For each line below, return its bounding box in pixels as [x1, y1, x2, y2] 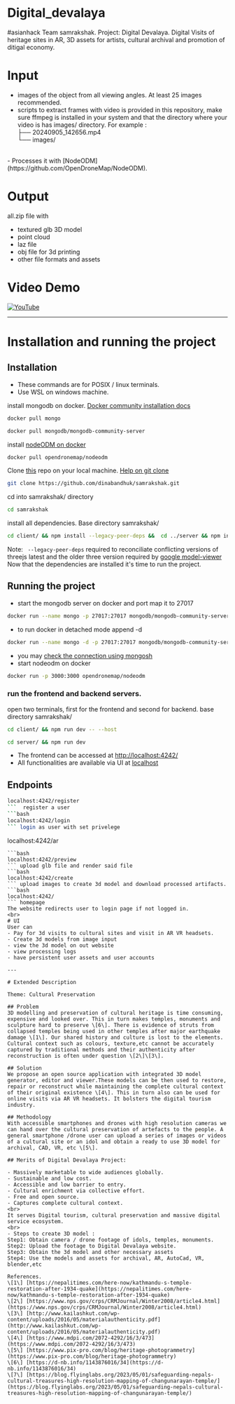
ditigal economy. [7, 43, 55, 51]
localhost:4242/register [7, 798, 80, 805]
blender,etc [7, 1260, 42, 1268]
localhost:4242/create [7, 874, 73, 881]
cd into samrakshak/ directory [7, 493, 94, 501]
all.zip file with [7, 212, 49, 220]
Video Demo [7, 280, 80, 295]
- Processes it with [7, 156, 62, 165]
